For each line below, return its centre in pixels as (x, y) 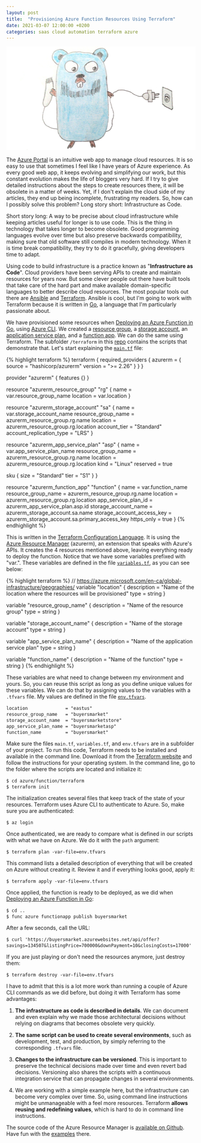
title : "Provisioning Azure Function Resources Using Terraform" (91, 19)
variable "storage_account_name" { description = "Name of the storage (94, 623)
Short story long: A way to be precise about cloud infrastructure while (92, 216)
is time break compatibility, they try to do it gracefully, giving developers (95, 248)
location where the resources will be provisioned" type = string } (86, 593)
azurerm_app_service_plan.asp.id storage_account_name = (79, 506)
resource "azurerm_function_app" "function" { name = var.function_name (97, 487)
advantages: (22, 999)
